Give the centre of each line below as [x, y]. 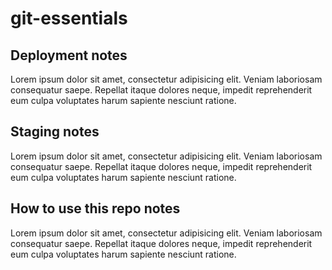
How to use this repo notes [95, 208]
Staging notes [55, 132]
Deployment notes [69, 55]
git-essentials [69, 18]
